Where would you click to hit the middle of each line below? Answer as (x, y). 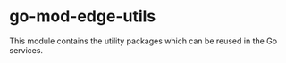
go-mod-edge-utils (83, 16)
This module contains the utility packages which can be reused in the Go (143, 41)
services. (26, 50)
